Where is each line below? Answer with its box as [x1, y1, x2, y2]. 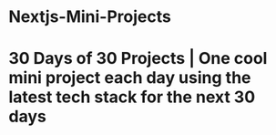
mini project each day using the [8, 67, 251, 88]
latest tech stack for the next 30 [8, 87, 256, 108]
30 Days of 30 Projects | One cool [8, 48, 268, 69]
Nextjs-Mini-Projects [8, 6, 172, 27]
